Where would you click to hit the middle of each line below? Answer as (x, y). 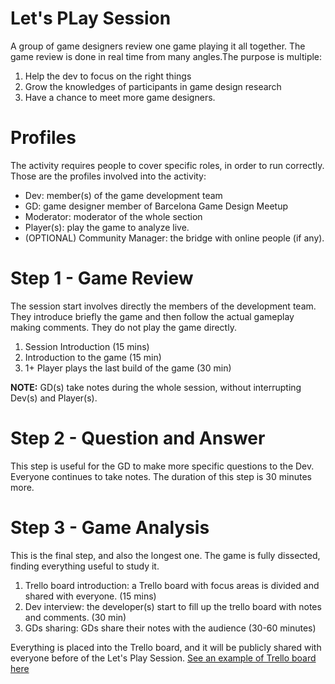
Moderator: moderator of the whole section (113, 216)
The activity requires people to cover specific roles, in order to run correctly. (167, 165)
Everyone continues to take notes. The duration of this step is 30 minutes (161, 476)
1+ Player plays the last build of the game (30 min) (128, 368)
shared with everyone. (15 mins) (90, 596)
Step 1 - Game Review (102, 278)
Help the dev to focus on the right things (108, 76)
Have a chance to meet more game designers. (120, 97)
